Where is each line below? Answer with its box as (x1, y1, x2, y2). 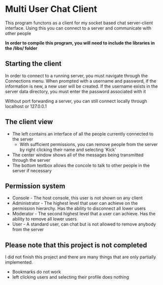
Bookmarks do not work (12, 269, 61, 275)
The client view (5, 118, 53, 126)
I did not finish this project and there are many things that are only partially (5, 254, 156, 260)
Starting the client (5, 59, 62, 68)
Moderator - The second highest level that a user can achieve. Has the (12, 211, 156, 217)
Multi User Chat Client (5, 3, 98, 15)
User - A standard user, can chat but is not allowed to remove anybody (12, 221, 156, 227)
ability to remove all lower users (12, 216, 77, 222)
